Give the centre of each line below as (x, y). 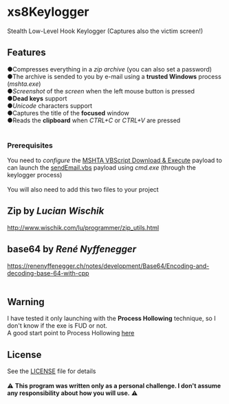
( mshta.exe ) (24, 84)
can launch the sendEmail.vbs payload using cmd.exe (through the (101, 168)
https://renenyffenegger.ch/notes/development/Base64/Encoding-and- (108, 266)
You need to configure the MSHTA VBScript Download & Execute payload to (115, 160)
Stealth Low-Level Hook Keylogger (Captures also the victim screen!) (105, 31)
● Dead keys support (37, 98)
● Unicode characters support (50, 105)
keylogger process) (35, 175)
